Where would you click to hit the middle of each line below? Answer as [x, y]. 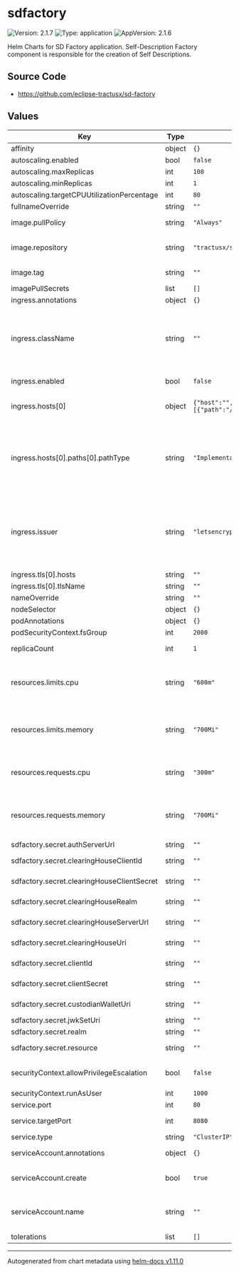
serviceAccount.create [49, 1178]
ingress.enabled [38, 381]
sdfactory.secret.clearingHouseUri [69, 943]
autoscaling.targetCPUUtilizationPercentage [85, 195]
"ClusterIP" [213, 1137]
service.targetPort [41, 1121]
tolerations [29, 1236]
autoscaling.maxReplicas [53, 171]
